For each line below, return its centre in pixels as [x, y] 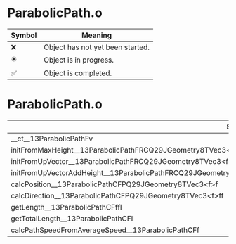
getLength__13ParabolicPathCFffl [66, 207]
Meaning [97, 35]
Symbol [24, 35]
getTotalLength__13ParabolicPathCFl [72, 218]
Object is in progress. [79, 60]
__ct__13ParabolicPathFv [52, 139]
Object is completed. [78, 73]
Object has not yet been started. [96, 47]
